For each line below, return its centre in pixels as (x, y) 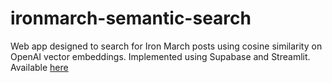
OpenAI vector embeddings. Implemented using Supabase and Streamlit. (160, 56)
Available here (39, 67)
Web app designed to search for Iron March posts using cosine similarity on (166, 46)
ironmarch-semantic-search (131, 18)
